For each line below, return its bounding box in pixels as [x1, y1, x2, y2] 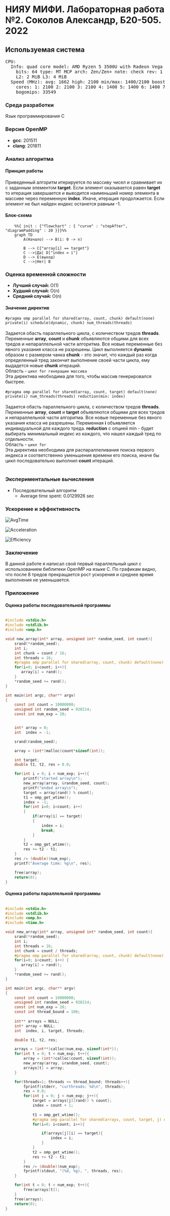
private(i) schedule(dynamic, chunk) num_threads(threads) [5, 321, 133, 326]
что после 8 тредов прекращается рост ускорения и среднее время [5, 572, 153, 578]
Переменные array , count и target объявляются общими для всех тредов [5, 409, 165, 415]
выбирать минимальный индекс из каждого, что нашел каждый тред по [5, 431, 161, 437]
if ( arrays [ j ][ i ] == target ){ [41, 1131, 103, 1136]
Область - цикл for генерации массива [5, 368, 87, 374]
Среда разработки [5, 101, 54, 109]
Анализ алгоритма [5, 155, 54, 162]
